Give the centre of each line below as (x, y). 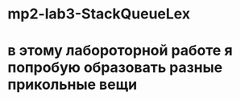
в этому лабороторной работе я (120, 51)
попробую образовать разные (115, 68)
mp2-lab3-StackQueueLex (99, 14)
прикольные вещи (72, 85)
